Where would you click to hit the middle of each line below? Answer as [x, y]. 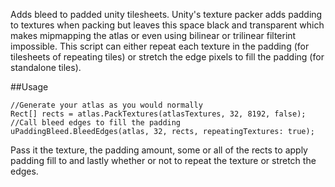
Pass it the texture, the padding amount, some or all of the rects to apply [159, 150]
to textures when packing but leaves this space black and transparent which [167, 25]
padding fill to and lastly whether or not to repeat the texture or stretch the [163, 160]
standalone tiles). [46, 67]
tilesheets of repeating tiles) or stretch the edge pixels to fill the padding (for [167, 57]
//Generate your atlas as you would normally [106, 105]
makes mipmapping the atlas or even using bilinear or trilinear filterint [153, 35]
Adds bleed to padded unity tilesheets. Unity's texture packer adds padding [166, 14]
